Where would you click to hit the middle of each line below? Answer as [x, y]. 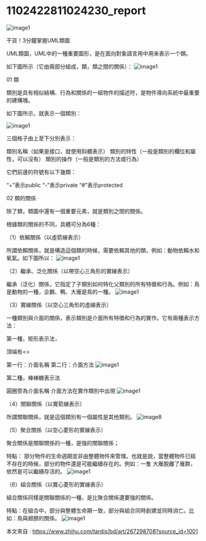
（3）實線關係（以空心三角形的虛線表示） [59, 305]
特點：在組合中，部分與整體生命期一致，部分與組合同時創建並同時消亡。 [97, 510]
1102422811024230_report [76, 11]
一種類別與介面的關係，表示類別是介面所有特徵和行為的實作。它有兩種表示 [100, 317]
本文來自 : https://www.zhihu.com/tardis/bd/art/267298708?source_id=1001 [102, 531]
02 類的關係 [21, 198]
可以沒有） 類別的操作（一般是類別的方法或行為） [79, 159]
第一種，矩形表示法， [33, 338]
